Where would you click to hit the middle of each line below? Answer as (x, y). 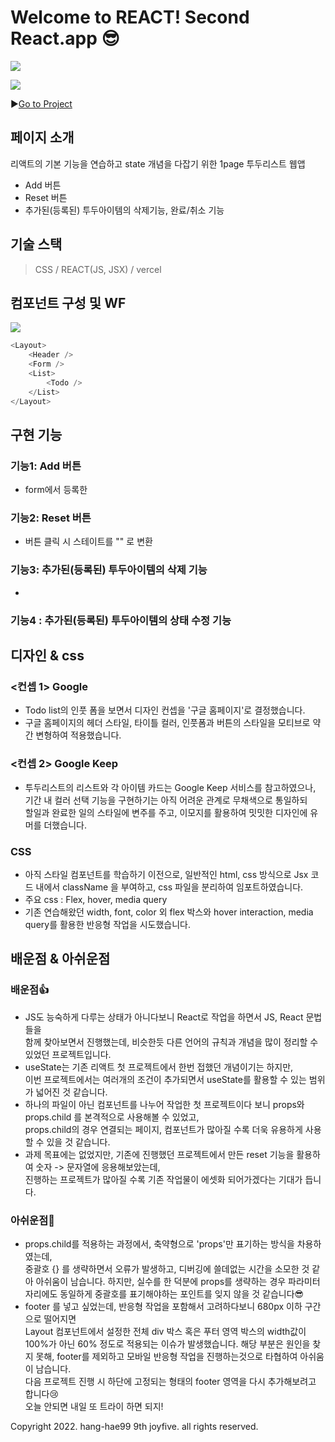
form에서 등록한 (56, 490)
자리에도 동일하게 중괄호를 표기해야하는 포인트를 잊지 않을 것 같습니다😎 (164, 1293)
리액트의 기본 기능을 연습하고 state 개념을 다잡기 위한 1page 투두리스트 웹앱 (158, 163)
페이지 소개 (42, 137)
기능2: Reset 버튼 (51, 518)
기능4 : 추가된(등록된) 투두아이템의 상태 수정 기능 (121, 620)
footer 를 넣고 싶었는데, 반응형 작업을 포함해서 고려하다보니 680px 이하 (163, 1306)
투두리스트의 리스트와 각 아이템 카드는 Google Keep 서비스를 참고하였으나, (170, 787)
